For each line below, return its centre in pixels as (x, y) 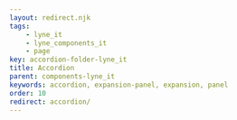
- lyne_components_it (66, 43)
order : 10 (28, 93)
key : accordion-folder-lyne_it (68, 60)
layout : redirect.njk (50, 18)
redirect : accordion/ (50, 102)
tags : (19, 26)
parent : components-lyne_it (62, 77)
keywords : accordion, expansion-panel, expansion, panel (119, 85)
